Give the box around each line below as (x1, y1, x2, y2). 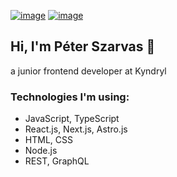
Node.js (24, 145, 58, 157)
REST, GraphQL (24, 155, 90, 167)
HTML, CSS (24, 134, 73, 146)
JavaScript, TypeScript (24, 113, 120, 125)
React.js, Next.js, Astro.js (24, 123, 128, 135)
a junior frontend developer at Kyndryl (10, 65, 167, 77)
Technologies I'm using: (10, 90, 130, 104)
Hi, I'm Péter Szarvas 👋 (10, 38, 156, 55)
